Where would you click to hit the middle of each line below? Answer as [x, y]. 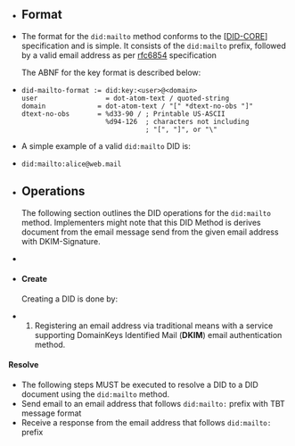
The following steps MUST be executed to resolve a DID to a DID [140, 385]
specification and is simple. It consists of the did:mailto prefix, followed [154, 45]
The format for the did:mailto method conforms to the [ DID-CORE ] [144, 36]
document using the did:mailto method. [95, 394]
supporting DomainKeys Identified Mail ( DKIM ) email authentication [158, 334]
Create [34, 279]
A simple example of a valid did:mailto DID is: [106, 145]
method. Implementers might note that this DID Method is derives [141, 222]
